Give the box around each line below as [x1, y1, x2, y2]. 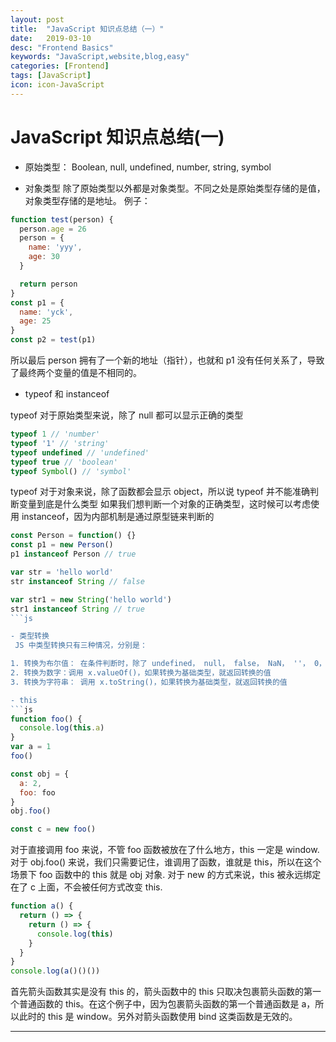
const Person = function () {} [10, 531, 137, 541]
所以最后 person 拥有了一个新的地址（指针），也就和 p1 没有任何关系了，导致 [10, 354, 325, 366]
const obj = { [10, 769, 70, 779]
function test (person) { [10, 214, 114, 225]
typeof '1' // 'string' [10, 438, 110, 448]
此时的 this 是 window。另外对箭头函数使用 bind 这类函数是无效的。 [18, 1011, 298, 1023]
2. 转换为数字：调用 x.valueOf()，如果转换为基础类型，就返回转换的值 [10, 668, 272, 678]
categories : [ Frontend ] [10, 61, 110, 71]
